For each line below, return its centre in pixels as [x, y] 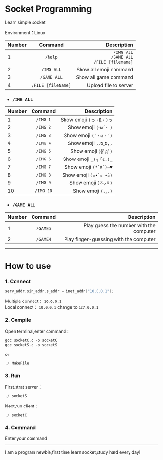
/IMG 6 [44, 159]
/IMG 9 [44, 183]
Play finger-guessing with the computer [110, 239]
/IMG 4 [44, 143]
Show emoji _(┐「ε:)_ [88, 159]
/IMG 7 [44, 167]
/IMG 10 [43, 191]
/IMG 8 [44, 175]
